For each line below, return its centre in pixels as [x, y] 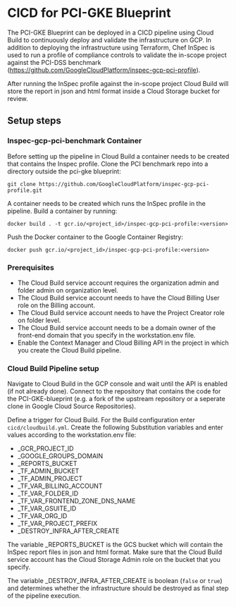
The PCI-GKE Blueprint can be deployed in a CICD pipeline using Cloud [111, 32]
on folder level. [39, 320]
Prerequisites [31, 267]
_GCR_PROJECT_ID [45, 448]
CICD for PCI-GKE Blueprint [89, 13]
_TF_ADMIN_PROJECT [50, 479]
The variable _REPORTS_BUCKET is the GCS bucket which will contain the [115, 545]
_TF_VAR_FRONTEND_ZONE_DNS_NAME [76, 501]
